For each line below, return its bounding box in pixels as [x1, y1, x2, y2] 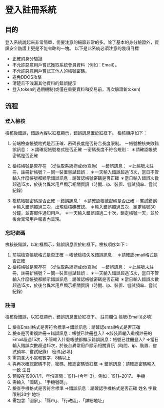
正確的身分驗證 [12, 56, 42, 62]
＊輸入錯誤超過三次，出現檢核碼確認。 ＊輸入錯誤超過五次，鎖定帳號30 [12, 204, 156, 210]
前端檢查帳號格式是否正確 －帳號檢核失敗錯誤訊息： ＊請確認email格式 [12, 252, 154, 258]
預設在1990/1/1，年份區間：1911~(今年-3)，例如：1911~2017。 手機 [12, 373, 145, 379]
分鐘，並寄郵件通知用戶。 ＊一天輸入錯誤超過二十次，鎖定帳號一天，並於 [12, 210, 159, 215]
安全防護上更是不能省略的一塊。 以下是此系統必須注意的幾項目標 [9, 45, 139, 51]
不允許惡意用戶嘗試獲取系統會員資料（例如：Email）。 [12, 62, 120, 67]
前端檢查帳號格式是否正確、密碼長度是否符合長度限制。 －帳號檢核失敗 [12, 140, 155, 146]
